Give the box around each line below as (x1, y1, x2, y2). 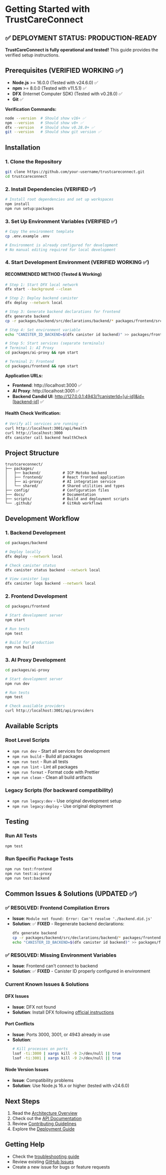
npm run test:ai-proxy (5, 871, 52, 876)
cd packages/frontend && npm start (5, 363, 79, 368)
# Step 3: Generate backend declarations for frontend (5, 309, 121, 314)
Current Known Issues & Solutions (5, 981, 89, 988)
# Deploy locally (5, 549, 41, 554)
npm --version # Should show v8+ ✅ (5, 120, 84, 125)
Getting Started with (5, 3, 90, 15)
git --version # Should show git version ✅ (5, 130, 101, 135)
